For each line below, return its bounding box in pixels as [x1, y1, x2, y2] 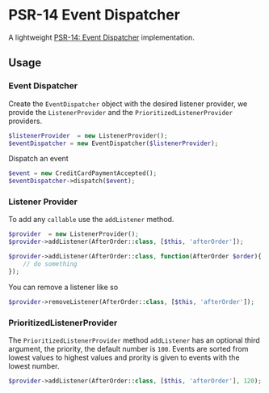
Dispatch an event [8, 154, 69, 164]
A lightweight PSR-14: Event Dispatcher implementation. [8, 32, 195, 42]
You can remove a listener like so [8, 282, 119, 292]
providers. [8, 116, 43, 126]
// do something [23, 260, 78, 268]
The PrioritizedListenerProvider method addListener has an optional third [8, 335, 260, 345]
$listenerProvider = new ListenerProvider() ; [8, 131, 168, 139]
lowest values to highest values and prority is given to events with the [8, 352, 240, 362]
